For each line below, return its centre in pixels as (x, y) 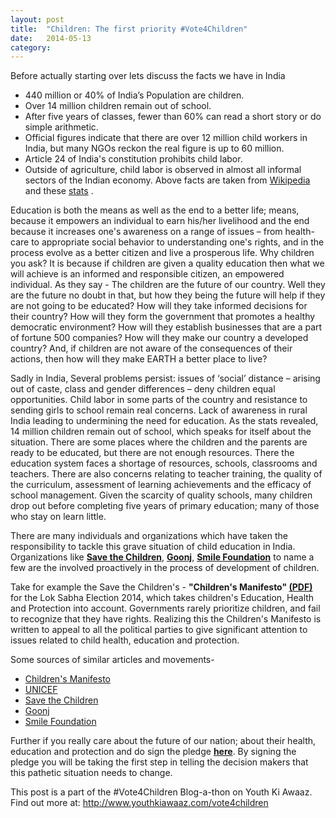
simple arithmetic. (61, 127)
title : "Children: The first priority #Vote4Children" (129, 29)
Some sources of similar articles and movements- (112, 660)
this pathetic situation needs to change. (91, 773)
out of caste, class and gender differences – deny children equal (143, 389)
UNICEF (41, 690)
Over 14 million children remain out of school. (118, 106)
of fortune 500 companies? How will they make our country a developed (159, 338)
